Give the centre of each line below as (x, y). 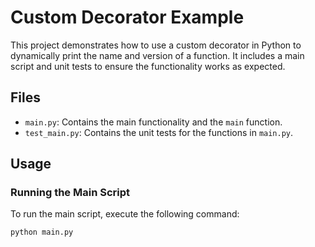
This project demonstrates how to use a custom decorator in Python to (156, 45)
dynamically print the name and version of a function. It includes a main (157, 55)
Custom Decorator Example (127, 17)
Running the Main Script (70, 193)
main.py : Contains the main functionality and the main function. (153, 122)
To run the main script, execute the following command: (125, 214)
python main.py (42, 232)
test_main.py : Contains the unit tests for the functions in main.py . (159, 132)
